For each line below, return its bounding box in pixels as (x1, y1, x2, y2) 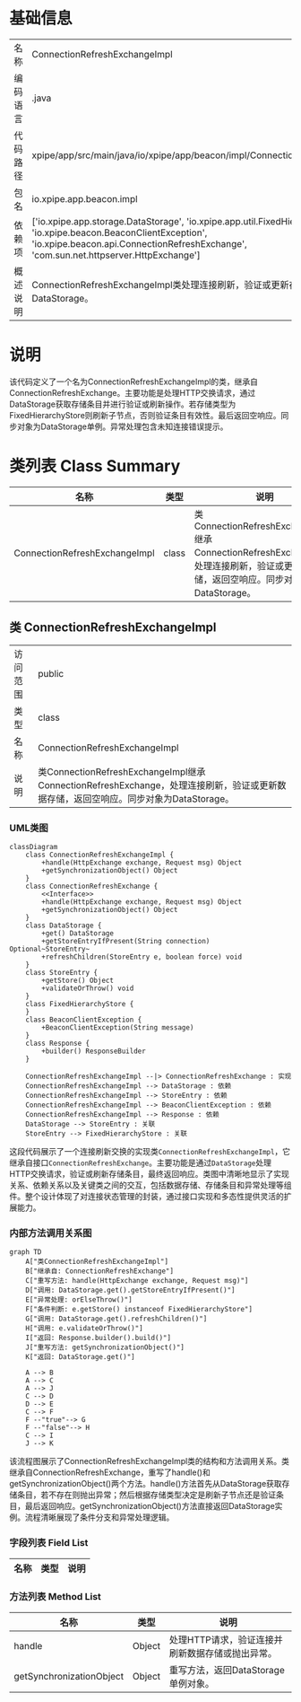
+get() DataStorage (41, 928, 115, 938)
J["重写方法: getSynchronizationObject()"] (25, 1343, 185, 1352)
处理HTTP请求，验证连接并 (168, 1633, 284, 1645)
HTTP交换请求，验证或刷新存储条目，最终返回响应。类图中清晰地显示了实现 (9, 1168, 289, 1179)
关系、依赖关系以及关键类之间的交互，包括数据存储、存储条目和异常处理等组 (9, 1180, 292, 1190)
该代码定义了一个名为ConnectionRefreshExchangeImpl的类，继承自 (9, 376, 258, 387)
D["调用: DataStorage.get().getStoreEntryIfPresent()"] (25, 1285, 236, 1295)
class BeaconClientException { (25, 1015, 142, 1024)
